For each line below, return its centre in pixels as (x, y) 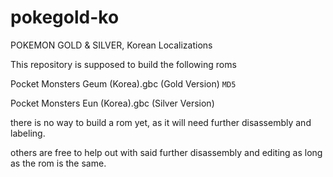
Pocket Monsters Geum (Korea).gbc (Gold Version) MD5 (123, 83)
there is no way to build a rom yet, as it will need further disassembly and (161, 122)
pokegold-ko (65, 17)
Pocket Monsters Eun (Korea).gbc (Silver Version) (112, 103)
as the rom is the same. (58, 163)
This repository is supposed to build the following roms (123, 64)
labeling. (28, 133)
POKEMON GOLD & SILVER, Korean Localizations (111, 45)
